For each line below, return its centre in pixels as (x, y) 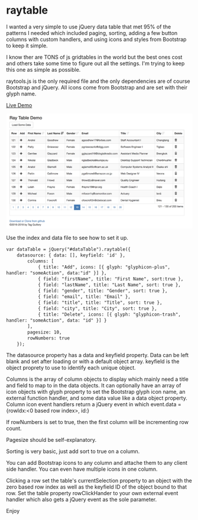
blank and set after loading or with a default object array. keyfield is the (93, 361)
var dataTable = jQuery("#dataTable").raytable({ (69, 249)
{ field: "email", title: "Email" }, (84, 297)
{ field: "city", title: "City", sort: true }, (98, 309)
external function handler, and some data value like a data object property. (97, 398)
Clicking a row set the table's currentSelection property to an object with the (99, 480)
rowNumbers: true (48, 338)
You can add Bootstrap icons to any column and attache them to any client (97, 463)
